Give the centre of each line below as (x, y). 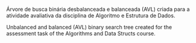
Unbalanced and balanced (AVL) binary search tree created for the (89, 27)
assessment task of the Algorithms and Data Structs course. (81, 33)
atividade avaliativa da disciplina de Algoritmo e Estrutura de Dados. (91, 16)
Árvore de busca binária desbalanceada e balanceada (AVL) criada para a (98, 9)
